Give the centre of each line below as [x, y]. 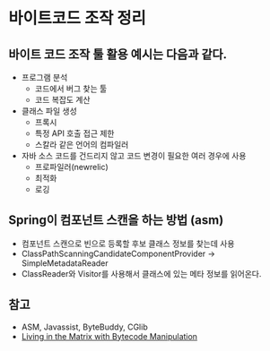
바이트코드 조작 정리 [78, 18]
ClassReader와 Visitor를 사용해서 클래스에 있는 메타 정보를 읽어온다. [141, 273]
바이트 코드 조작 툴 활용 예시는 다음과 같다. [118, 54]
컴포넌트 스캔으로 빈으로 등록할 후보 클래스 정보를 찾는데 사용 [128, 244]
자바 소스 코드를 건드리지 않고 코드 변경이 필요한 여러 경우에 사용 [134, 156]
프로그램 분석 [44, 77]
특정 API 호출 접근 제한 [74, 133]
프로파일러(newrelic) [71, 167]
